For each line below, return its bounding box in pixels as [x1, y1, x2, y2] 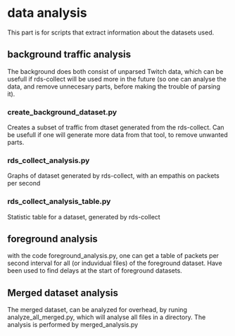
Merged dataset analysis [7, 287, 118, 299]
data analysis [7, 5, 87, 21]
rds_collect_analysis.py [7, 155, 90, 165]
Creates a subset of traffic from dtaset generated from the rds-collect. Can [7, 123, 224, 131]
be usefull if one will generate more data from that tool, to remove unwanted [7, 131, 229, 139]
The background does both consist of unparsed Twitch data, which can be [7, 67, 224, 75]
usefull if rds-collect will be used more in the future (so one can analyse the [7, 75, 227, 83]
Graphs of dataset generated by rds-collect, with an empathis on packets [7, 172, 220, 180]
